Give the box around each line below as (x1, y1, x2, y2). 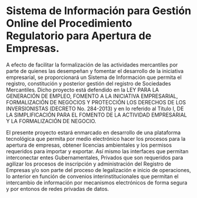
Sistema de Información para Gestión (6, 4, 192, 18)
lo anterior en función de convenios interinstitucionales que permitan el (6, 173, 179, 180)
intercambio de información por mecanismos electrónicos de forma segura (6, 179, 188, 186)
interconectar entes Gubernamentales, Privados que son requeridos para (6, 154, 183, 161)
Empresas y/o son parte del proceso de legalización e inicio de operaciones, (6, 166, 191, 173)
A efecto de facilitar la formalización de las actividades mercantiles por (6, 61, 178, 68)
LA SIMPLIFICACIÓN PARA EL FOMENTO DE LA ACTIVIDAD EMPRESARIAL (6, 111, 187, 118)
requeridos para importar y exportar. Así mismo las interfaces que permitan (6, 147, 189, 154)
